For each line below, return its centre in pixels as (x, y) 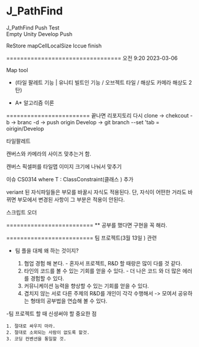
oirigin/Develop (25, 128)
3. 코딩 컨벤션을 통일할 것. (36, 339)
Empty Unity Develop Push (39, 34)
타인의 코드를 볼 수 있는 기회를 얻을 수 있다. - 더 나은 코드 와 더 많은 (103, 271)
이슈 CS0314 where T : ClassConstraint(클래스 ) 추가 (70, 179)
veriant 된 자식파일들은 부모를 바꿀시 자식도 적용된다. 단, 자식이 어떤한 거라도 (96, 192)
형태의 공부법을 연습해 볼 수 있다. (69, 301)
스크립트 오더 (22, 212)
